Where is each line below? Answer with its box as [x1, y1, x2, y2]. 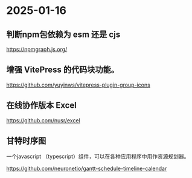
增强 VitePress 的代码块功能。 [6, 65, 119, 75]
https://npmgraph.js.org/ [6, 46, 68, 53]
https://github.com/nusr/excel [6, 116, 80, 124]
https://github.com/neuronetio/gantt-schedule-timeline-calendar [6, 165, 167, 173]
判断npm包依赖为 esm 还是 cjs [6, 29, 121, 39]
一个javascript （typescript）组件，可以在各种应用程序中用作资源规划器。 [6, 153, 190, 160]
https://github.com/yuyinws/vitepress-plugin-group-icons [6, 81, 151, 88]
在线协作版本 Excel [6, 101, 77, 111]
